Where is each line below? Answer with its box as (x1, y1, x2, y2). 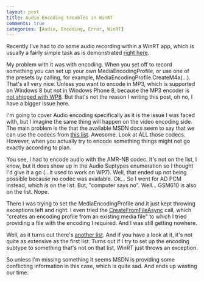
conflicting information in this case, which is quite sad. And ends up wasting (6, 263, 197, 270)
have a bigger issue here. (6, 100, 70, 107)
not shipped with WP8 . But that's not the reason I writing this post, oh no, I (6, 93, 193, 101)
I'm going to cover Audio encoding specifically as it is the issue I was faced (6, 112, 195, 119)
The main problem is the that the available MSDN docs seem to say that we (6, 124, 195, 132)
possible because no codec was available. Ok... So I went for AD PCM (6, 175, 181, 183)
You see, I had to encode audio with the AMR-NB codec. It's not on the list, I (6, 156, 197, 163)
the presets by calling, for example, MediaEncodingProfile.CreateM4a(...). (6, 74, 191, 81)
